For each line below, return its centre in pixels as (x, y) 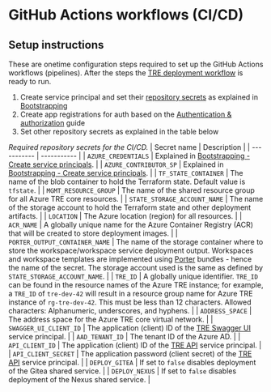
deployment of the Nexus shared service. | (80, 379)
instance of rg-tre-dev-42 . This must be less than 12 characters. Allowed (130, 302)
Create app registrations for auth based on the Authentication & (126, 114)
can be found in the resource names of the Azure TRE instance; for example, (136, 285)
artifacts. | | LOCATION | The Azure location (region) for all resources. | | (125, 216)
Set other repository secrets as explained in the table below (119, 132)
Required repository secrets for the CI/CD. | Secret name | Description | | (129, 147)
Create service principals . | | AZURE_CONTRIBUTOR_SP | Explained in (116, 164)
